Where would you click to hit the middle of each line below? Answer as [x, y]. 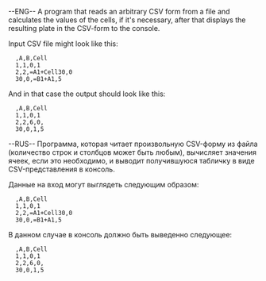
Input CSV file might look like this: [64, 44]
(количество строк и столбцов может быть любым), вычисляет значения [132, 152]
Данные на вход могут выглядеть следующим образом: [104, 185]
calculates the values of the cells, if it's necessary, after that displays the [127, 20]
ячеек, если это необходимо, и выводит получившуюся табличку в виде [132, 161]
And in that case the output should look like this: [87, 94]
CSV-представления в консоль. [62, 169]
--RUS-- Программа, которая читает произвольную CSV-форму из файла [133, 144]
